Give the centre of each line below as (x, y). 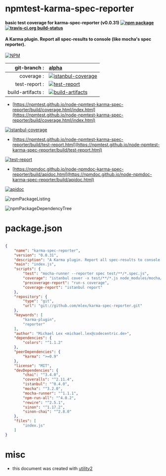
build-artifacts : (26, 92)
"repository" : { (31, 297)
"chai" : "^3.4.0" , (42, 375)
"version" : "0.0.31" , (36, 255)
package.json (34, 229)
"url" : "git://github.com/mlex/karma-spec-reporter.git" (83, 306)
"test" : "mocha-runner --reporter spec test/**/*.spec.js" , (86, 274)
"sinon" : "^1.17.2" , (44, 407)
